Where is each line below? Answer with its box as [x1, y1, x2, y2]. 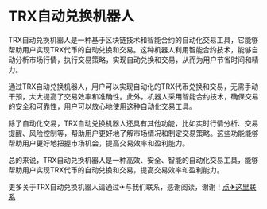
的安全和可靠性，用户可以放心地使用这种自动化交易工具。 [8, 101, 196, 111]
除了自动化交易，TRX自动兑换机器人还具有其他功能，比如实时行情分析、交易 [8, 118, 259, 128]
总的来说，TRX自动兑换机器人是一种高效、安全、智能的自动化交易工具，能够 [8, 155, 259, 164]
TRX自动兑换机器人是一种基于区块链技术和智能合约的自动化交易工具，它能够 [8, 35, 259, 45]
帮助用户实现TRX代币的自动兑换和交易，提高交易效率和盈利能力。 [8, 164, 224, 175]
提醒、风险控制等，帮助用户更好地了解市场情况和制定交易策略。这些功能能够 [8, 128, 259, 137]
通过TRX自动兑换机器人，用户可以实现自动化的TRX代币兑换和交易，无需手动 [8, 81, 259, 91]
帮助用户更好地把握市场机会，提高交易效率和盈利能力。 [8, 138, 189, 148]
